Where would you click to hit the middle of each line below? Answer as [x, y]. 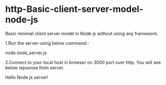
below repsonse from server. [35, 68]
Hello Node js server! [27, 77]
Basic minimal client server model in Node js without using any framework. [82, 33]
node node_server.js [26, 53]
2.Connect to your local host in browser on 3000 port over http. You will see [83, 62]
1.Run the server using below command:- [47, 43]
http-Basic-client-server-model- [74, 9]
